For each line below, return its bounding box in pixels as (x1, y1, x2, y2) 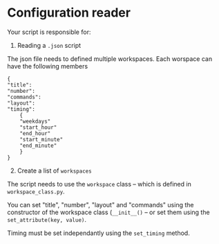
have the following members (7, 62, 88, 70)
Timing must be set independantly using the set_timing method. (7, 229, 190, 237)
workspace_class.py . (7, 187, 65, 195)
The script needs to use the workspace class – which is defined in (7, 180, 191, 188)
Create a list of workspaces (17, 166, 92, 175)
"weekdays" (19, 118, 51, 125)
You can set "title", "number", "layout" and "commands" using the (7, 200, 194, 209)
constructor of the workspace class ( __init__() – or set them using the (7, 208, 210, 216)
